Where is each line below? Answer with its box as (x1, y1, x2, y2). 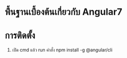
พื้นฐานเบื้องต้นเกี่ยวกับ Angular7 (5, 6, 122, 18)
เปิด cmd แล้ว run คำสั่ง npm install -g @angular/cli (12, 47, 113, 53)
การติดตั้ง (5, 30, 35, 41)
